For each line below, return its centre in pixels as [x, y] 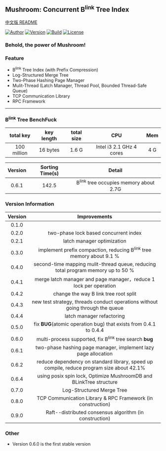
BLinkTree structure [95, 382]
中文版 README [21, 22]
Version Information [30, 204]
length [49, 139]
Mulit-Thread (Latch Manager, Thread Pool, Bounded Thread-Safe [80, 85]
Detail [115, 170]
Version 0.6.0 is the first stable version [51, 444]
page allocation [95, 354]
